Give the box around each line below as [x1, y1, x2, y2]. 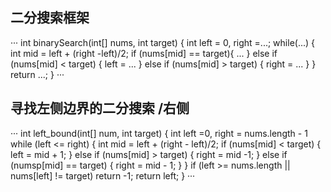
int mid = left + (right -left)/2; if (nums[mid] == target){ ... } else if [10, 47, 278, 59]
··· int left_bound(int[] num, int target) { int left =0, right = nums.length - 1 [10, 127, 308, 139]
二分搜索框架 [10, 9, 90, 27]
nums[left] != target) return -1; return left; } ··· [10, 169, 196, 182]
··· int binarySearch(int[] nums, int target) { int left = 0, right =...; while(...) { [10, 36, 316, 48]
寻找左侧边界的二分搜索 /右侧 [10, 100, 190, 117]
